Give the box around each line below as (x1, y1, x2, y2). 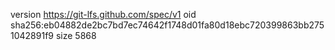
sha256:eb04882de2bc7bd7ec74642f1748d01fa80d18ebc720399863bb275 (10, 19, 325, 31)
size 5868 (55, 30, 97, 41)
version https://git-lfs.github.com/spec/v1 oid (10, 9, 197, 20)
